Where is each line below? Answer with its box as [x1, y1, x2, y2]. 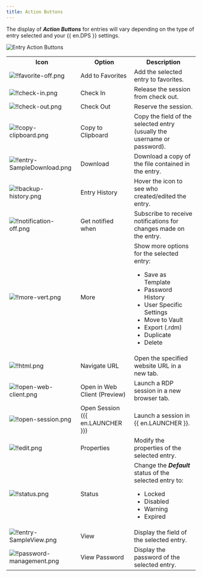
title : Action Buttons [6, 8, 63, 15]
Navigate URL [80, 361, 119, 370]
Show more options [133, 242, 189, 250]
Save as [144, 270, 167, 279]
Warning [144, 505, 168, 513]
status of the [133, 468, 170, 477]
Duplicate [144, 330, 171, 339]
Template [144, 278, 171, 286]
